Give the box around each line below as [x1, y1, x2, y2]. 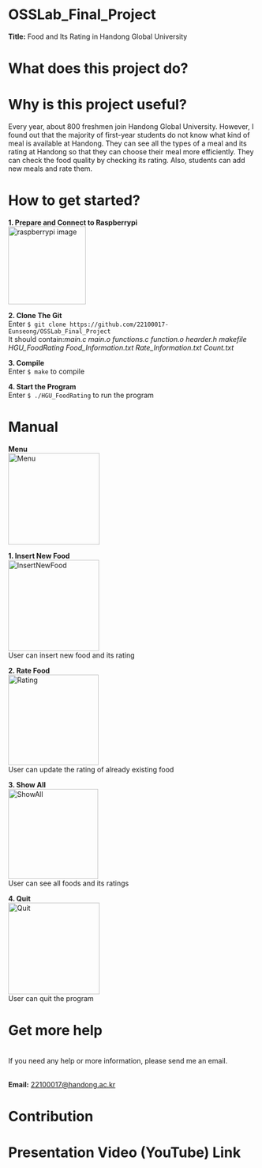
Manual [8, 418, 59, 436]
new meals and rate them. [8, 164, 93, 173]
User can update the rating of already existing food [8, 764, 174, 774]
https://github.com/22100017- [69, 320, 169, 328]
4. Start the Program [8, 382, 77, 391]
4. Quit [8, 893, 32, 903]
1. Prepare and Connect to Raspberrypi [8, 218, 138, 227]
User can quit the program [8, 993, 95, 1003]
